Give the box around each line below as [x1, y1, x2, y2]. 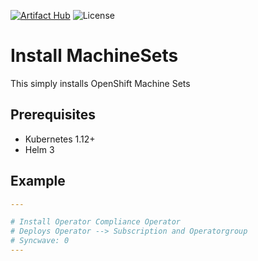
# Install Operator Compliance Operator [10, 217, 182, 227]
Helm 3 [24, 143, 55, 155]
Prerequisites [10, 106, 96, 124]
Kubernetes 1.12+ [24, 133, 96, 145]
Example [10, 173, 66, 190]
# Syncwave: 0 [10, 236, 70, 246]
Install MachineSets [10, 45, 179, 67]
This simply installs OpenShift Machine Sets [10, 77, 191, 89]
